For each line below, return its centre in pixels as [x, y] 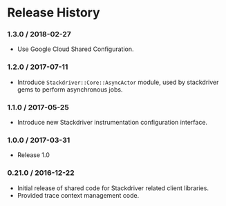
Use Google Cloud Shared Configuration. [75, 49]
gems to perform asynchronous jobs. [70, 89]
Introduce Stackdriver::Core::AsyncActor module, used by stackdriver [118, 82]
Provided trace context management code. [78, 195]
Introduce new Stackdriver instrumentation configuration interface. [112, 123]
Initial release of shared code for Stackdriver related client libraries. [113, 188]
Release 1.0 [34, 155]
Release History [54, 13]
